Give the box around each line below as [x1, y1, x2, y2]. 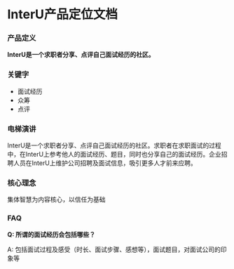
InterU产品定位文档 [7, 6, 118, 22]
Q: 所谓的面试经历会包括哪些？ [7, 230, 96, 239]
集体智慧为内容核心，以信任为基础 [7, 195, 106, 204]
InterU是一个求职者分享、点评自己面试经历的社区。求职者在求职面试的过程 [7, 141, 222, 150]
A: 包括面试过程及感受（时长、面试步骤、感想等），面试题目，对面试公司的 [7, 245, 221, 254]
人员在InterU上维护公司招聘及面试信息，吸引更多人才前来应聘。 [13, 159, 198, 167]
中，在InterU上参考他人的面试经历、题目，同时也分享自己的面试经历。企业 [7, 150, 222, 159]
